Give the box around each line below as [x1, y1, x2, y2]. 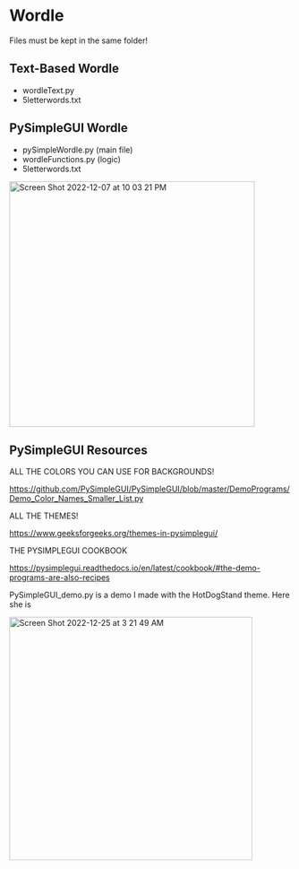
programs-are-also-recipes [9, 572, 110, 583]
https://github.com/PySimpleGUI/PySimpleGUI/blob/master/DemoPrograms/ [9, 483, 291, 494]
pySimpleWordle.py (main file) [21, 144, 133, 155]
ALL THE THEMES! [9, 510, 79, 521]
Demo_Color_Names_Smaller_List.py [9, 493, 144, 504]
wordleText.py [21, 84, 74, 95]
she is [9, 599, 31, 610]
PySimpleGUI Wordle [9, 120, 128, 135]
